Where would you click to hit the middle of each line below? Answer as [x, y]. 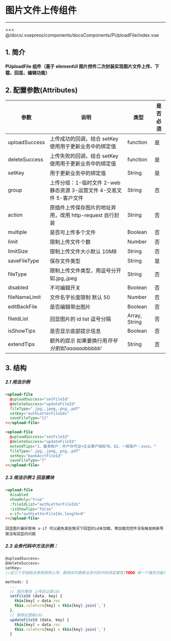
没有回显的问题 [22, 534]
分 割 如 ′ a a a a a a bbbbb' [76, 348]
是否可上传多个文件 [73, 232]
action [15, 215]
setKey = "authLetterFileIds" [40, 413]
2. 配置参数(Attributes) [41, 90]
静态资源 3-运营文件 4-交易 [83, 190]
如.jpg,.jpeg [63, 278]
